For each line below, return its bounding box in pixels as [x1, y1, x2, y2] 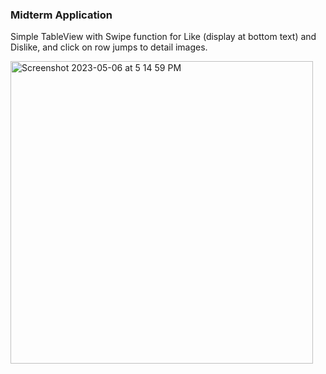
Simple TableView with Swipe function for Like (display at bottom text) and [10, 31, 317, 43]
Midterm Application [10, 8, 113, 22]
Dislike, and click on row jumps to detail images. [10, 41, 208, 53]
